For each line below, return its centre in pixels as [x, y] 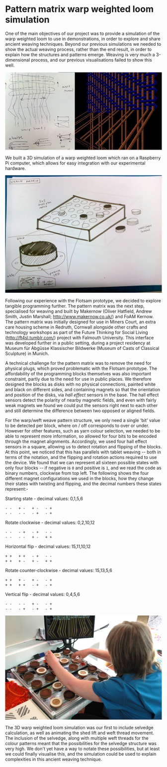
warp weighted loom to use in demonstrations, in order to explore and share [83, 39]
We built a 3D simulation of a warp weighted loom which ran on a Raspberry [83, 158]
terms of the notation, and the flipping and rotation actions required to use [81, 457]
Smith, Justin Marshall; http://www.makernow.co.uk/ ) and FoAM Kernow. [80, 316]
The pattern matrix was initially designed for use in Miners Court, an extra [81, 322]
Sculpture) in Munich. [27, 353]
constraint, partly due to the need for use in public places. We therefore [78, 379]
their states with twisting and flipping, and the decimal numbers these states [83, 484]
